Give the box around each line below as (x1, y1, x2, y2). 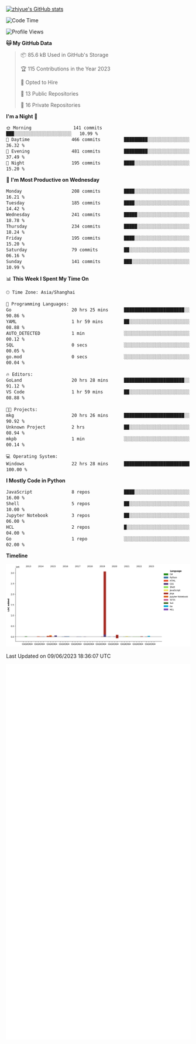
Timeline (6, 552, 28, 559)
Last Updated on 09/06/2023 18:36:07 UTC (6, 652, 111, 659)
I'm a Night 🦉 (6, 113, 38, 120)
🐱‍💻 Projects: (6, 407, 38, 413)
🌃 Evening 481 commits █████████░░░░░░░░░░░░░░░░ (6, 148, 190, 154)
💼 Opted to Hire (20, 79, 59, 86)
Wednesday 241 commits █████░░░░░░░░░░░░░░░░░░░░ (6, 212, 190, 217)
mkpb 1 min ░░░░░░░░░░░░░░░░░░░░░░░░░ (6, 436, 190, 442)
